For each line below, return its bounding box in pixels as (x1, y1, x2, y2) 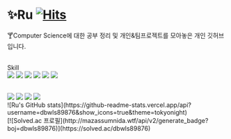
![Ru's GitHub (7, 101, 46, 109)
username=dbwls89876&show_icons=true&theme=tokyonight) (7, 108, 188, 116)
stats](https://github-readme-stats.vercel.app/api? (47, 101, 191, 109)
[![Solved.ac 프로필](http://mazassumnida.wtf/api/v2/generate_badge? (7, 116, 209, 124)
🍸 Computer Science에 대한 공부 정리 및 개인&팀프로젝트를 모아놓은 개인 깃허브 (7, 31, 225, 40)
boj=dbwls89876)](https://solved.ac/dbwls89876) (7, 124, 151, 132)
